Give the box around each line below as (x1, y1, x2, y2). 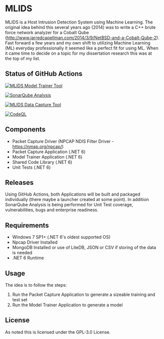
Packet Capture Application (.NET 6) (12, 149, 86, 155)
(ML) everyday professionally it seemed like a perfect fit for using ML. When (5, 45, 159, 51)
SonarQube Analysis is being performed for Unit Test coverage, (5, 202, 133, 208)
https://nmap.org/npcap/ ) (12, 143, 64, 149)
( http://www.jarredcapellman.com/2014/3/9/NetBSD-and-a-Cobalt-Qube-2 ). (5, 35, 160, 41)
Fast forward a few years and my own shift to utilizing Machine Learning (5, 40, 151, 45)
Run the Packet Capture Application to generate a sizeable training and (12, 292, 156, 297)
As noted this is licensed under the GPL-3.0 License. (5, 329, 111, 335)
